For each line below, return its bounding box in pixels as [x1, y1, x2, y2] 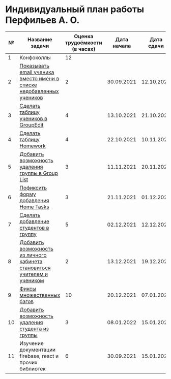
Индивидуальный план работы [5, 4, 144, 15]
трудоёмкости [65, 39, 103, 46]
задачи [30, 42, 49, 49]
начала [112, 42, 131, 49]
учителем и [19, 270, 48, 277]
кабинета [19, 258, 43, 265]
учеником [19, 277, 44, 284]
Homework [19, 142, 46, 149]
